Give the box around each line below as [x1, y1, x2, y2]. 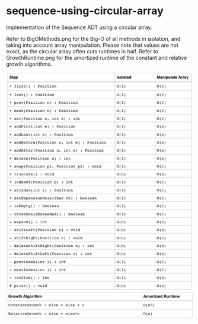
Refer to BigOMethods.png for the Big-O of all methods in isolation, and [6, 35, 181, 42]
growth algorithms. [6, 60, 52, 68]
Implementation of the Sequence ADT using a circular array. [6, 24, 152, 31]
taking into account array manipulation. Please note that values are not [6, 41, 179, 49]
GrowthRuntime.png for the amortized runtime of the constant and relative [6, 54, 187, 61]
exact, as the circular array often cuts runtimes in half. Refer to [6, 47, 159, 54]
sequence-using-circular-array [6, 4, 164, 18]
